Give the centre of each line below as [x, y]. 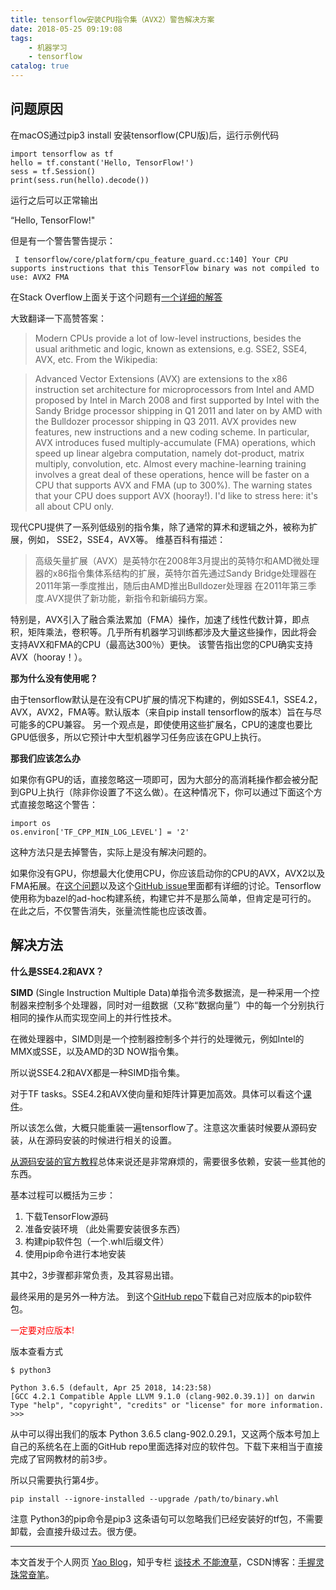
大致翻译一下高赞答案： [58, 318]
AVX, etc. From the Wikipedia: [96, 359]
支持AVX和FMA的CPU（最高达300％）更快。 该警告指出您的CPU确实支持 [161, 644]
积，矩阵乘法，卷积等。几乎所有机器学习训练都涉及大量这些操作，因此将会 [163, 632]
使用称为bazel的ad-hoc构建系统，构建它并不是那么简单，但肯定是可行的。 [163, 898]
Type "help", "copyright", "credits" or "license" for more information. [167, 1405]
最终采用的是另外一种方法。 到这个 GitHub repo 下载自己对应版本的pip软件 [161, 1296]
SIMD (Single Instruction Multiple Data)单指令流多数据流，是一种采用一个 [161, 992]
